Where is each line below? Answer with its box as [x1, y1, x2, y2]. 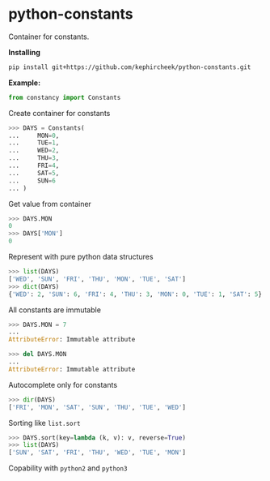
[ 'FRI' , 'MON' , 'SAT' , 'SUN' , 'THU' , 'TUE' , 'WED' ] [8, 403, 186, 411]
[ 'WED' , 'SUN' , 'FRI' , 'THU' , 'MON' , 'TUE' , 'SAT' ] [8, 275, 186, 283]
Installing [8, 47, 40, 57]
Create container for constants [8, 108, 111, 118]
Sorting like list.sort [8, 418, 81, 427]
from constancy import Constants [8, 93, 121, 101]
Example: [8, 78, 41, 88]
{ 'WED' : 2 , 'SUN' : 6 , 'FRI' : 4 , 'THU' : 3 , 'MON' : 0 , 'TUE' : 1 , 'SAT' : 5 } [8, 290, 263, 298]
